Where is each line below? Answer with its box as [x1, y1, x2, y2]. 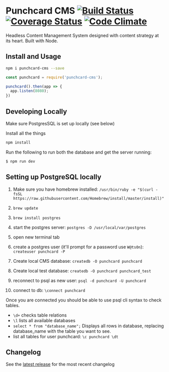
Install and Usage [6, 52, 61, 61]
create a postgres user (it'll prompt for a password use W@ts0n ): [13, 244, 144, 250]
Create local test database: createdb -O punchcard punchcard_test [13, 267, 151, 274]
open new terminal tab [13, 234, 60, 240]
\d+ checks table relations [13, 312, 67, 318]
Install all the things [6, 130, 46, 136]
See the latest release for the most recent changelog [6, 361, 115, 367]
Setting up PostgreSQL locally [6, 173, 102, 181]
